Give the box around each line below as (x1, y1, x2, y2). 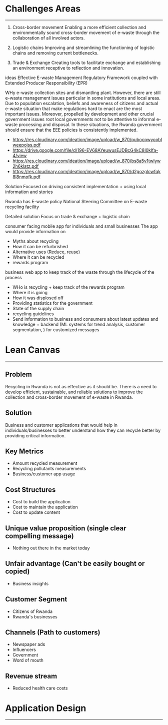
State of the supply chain (12, 305, 64, 311)
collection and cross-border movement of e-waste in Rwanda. (5, 394, 133, 400)
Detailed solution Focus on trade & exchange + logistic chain (5, 213, 130, 219)
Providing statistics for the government (12, 300, 93, 306)
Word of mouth (12, 657, 44, 663)
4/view (12, 152, 27, 158)
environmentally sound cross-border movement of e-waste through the (12, 30, 160, 36)
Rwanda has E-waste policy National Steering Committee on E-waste (5, 198, 147, 204)
